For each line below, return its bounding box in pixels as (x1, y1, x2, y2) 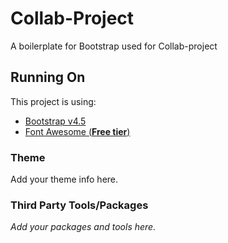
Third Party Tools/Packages (10, 198, 149, 212)
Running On (10, 69, 86, 86)
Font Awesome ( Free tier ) (24, 125, 131, 137)
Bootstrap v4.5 (24, 115, 87, 127)
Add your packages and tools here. (10, 221, 157, 233)
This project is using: (10, 95, 97, 107)
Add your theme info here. (10, 173, 119, 186)
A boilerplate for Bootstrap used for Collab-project (10, 40, 218, 52)
